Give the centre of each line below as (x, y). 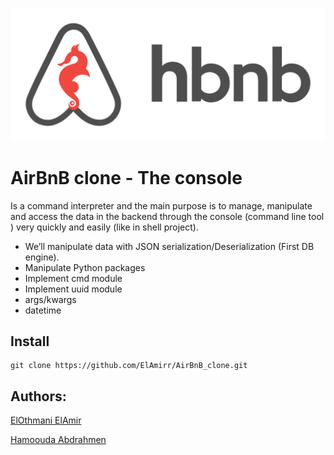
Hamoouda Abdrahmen (58, 440)
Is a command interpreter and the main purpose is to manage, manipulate (161, 205)
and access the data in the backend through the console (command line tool (167, 216)
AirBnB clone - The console (126, 177)
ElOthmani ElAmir (46, 420)
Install (30, 341)
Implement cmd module (73, 278)
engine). (42, 257)
